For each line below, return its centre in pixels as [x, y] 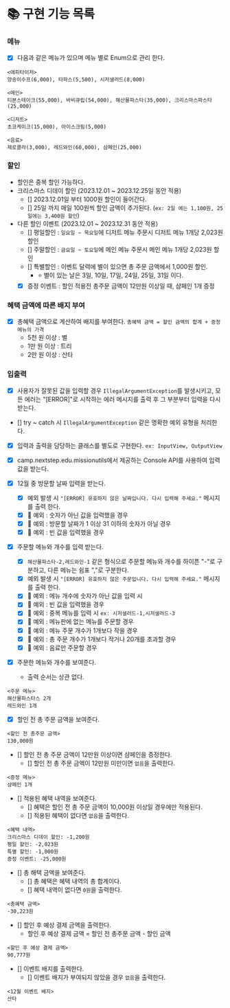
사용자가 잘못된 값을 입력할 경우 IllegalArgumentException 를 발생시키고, [115, 390]
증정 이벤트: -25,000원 [37, 859]
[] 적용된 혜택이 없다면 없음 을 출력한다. [78, 815]
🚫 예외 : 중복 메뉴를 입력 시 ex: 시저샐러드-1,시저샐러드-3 [101, 613]
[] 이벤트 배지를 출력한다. [50, 968]
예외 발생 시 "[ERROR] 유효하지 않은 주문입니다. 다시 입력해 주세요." [115, 579]
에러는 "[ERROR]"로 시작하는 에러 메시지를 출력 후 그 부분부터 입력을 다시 [123, 399]
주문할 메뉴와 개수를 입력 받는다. [60, 547]
